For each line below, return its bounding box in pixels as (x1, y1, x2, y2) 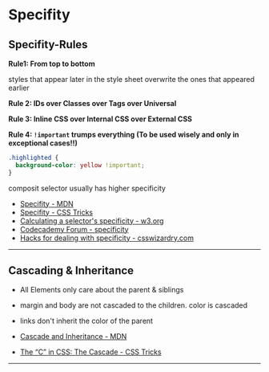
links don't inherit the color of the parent (19, 316, 154, 326)
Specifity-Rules (8, 38, 88, 51)
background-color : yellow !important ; (15, 161, 146, 170)
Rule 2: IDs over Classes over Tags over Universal (8, 99, 177, 108)
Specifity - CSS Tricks (19, 207, 94, 217)
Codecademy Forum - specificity (19, 224, 130, 234)
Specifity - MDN (19, 198, 74, 208)
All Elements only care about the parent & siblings (19, 285, 184, 295)
